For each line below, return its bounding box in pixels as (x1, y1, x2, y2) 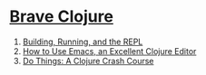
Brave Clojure (9, 6, 113, 27)
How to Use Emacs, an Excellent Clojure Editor (22, 45, 197, 56)
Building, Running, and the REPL (22, 36, 143, 47)
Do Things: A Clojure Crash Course (22, 55, 154, 66)
